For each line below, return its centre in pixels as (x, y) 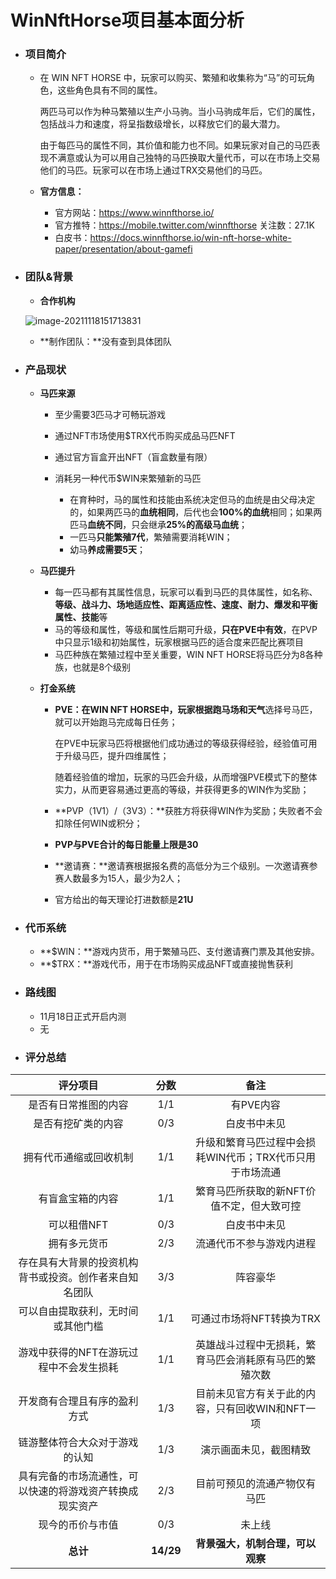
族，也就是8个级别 (93, 667)
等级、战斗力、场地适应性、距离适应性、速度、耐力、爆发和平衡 (186, 605)
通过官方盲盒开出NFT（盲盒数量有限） (133, 457)
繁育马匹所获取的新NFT (251, 1191)
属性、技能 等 (81, 617)
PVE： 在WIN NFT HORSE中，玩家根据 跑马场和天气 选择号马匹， (186, 710)
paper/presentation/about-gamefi (123, 249)
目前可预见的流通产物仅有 (256, 1483)
